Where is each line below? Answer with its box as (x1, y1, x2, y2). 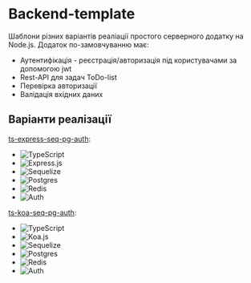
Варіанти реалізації (8, 113, 112, 127)
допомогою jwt (19, 63, 72, 73)
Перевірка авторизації (19, 81, 98, 91)
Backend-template (8, 5, 136, 23)
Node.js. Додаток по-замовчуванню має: (8, 39, 150, 49)
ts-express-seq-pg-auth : (8, 134, 91, 144)
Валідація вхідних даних (19, 89, 103, 99)
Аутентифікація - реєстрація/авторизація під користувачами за (19, 55, 237, 65)
